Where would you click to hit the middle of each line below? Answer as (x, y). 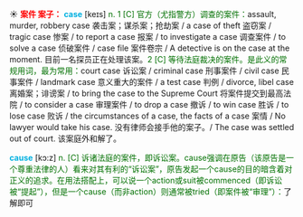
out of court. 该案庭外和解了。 (66, 138)
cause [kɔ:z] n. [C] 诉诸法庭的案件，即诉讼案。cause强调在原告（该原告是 (148, 158)
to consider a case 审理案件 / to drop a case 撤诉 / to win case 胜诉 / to (156, 104)
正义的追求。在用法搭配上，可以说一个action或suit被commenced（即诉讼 (146, 180)
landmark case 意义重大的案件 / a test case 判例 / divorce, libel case (167, 82)
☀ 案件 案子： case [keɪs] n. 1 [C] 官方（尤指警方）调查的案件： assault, (143, 14)
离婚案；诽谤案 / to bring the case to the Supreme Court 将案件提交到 (139, 93)
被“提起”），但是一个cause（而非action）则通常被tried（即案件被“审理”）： (147, 192)
